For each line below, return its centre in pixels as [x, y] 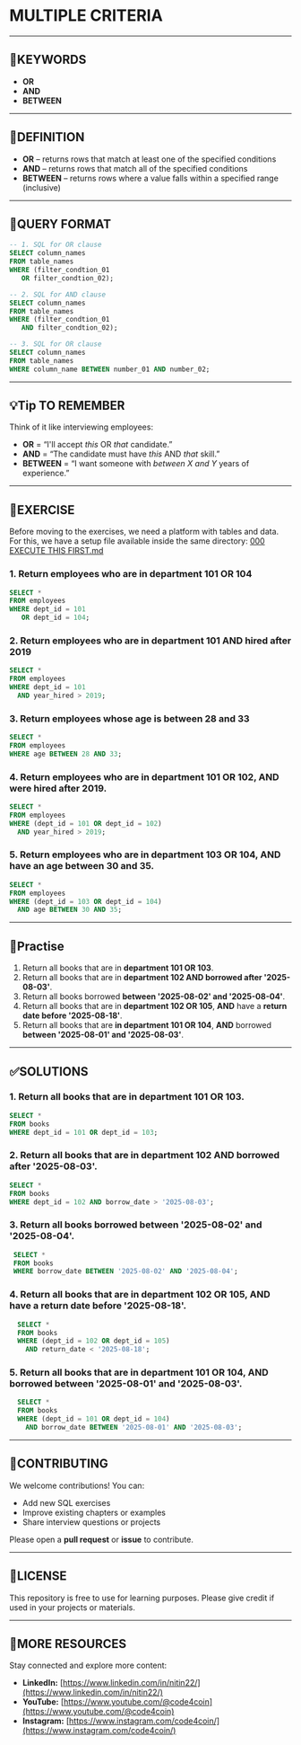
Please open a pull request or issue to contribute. [102, 1539]
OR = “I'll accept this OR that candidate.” [97, 445]
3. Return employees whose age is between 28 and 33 [129, 718]
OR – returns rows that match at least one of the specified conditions [149, 159]
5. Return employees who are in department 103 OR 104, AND [145, 855]
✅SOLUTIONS [49, 1072]
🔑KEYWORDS [48, 60]
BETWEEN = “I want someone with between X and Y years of [136, 464]
